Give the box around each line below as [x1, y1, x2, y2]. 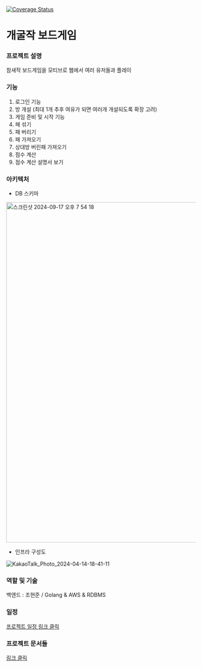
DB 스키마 [14, 190, 39, 197]
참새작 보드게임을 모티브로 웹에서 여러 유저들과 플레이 [6, 66, 132, 74]
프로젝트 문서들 [6, 639, 48, 648]
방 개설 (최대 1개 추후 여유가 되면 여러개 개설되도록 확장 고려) [14, 106, 158, 113]
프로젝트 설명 [6, 52, 42, 60]
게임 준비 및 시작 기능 [14, 113, 65, 120]
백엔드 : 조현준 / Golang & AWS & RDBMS [6, 592, 106, 599]
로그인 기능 [14, 98, 41, 105]
